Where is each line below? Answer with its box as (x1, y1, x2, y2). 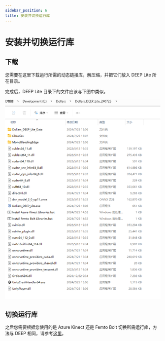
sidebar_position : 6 (5, 8, 48, 13)
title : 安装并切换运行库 (5, 13, 50, 18)
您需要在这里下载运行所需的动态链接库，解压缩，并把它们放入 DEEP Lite (5, 72, 151, 77)
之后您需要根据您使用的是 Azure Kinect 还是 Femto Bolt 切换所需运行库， (5, 324, 153, 330)
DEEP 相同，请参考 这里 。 (14, 331, 66, 337)
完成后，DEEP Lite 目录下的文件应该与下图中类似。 (5, 88, 108, 94)
